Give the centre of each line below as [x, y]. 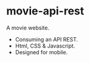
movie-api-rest [45, 11]
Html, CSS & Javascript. [45, 46]
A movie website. [28, 28]
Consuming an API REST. [47, 39]
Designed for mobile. [41, 52]
